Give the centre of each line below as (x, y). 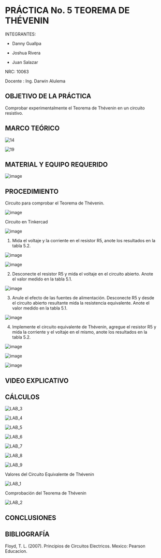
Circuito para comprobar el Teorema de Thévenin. (55, 203)
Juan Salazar (25, 62)
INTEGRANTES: (21, 34)
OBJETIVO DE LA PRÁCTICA (48, 96)
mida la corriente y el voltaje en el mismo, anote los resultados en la (80, 332)
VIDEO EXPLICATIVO (37, 380)
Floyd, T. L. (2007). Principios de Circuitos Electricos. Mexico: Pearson (75, 546)
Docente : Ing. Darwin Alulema (35, 81)
